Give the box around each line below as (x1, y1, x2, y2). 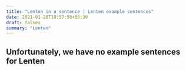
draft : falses (6, 19, 41, 25)
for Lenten (6, 56, 45, 66)
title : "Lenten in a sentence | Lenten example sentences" (6, 8, 154, 15)
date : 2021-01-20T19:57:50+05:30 (6, 14, 88, 20)
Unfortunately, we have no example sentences (6, 46, 181, 56)
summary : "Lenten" (6, 25, 51, 31)
